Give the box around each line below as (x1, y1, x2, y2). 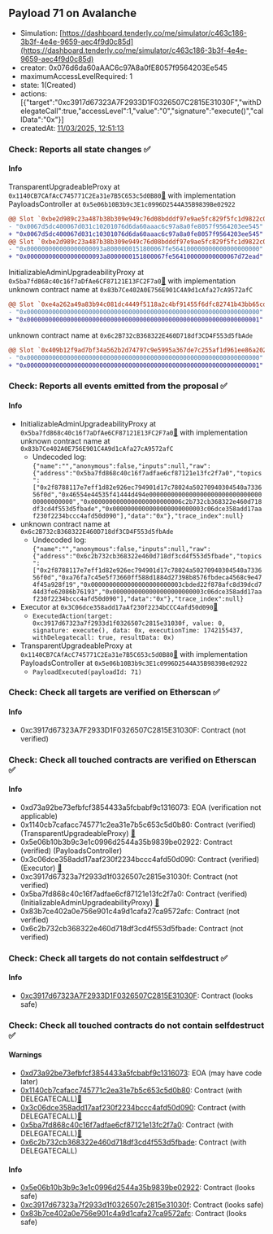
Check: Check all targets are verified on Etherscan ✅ (8, 687, 221, 698)
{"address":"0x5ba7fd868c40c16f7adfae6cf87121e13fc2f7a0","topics (32, 469, 262, 477)
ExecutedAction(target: (32, 612, 114, 620)
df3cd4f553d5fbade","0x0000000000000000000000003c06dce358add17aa (32, 505, 262, 513)
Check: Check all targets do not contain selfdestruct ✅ (8, 952, 228, 964)
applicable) (19, 811, 58, 820)
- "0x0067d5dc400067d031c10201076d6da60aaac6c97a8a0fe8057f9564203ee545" (8, 222, 264, 230)
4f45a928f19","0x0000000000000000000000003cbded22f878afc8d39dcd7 (32, 580, 262, 589)
